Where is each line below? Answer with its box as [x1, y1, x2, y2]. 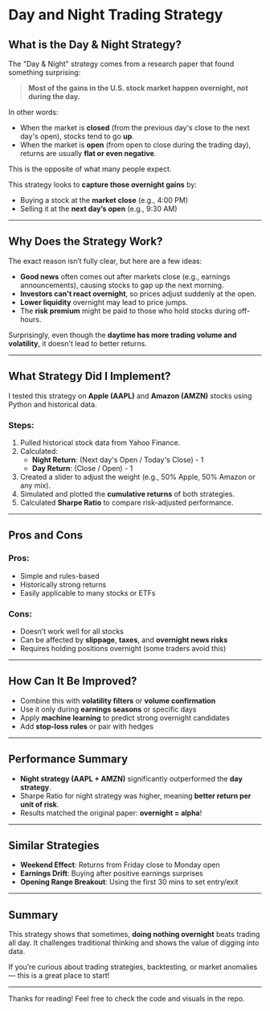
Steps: [8, 419, 35, 431]
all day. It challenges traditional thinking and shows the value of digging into [8, 938, 260, 947]
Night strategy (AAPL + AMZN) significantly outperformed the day [19, 774, 243, 783]
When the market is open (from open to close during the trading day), [19, 140, 252, 150]
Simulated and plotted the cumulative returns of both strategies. [19, 489, 235, 498]
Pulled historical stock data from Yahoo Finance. [19, 437, 181, 448]
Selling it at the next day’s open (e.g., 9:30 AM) [19, 204, 178, 213]
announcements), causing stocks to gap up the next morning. [19, 280, 224, 290]
